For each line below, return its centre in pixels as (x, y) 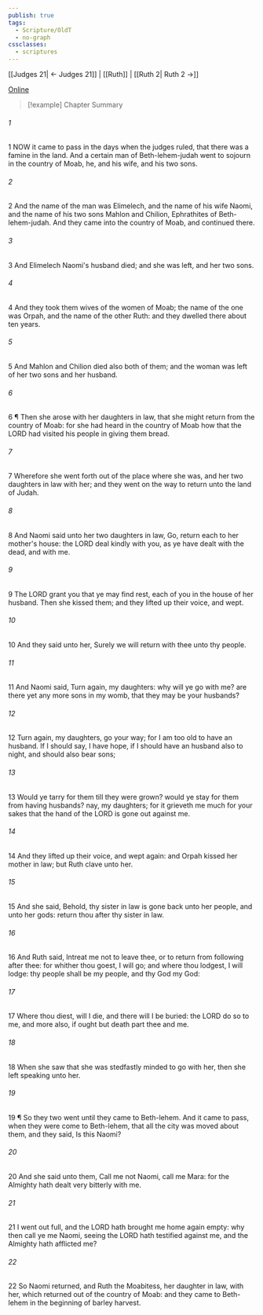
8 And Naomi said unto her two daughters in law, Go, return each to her (124, 535)
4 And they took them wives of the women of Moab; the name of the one (126, 307)
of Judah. (24, 493)
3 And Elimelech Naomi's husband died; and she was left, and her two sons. (131, 265)
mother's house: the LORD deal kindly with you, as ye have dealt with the (126, 544)
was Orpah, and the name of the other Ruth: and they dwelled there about (128, 316)
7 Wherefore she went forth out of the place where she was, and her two (126, 476)
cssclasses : (27, 45)
